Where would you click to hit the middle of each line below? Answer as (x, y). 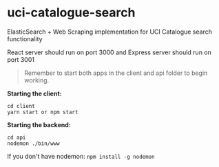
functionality (25, 38)
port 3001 (21, 59)
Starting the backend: (39, 124)
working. (36, 80)
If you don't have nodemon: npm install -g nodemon (81, 156)
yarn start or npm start (43, 112)
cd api (17, 137)
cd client (21, 106)
